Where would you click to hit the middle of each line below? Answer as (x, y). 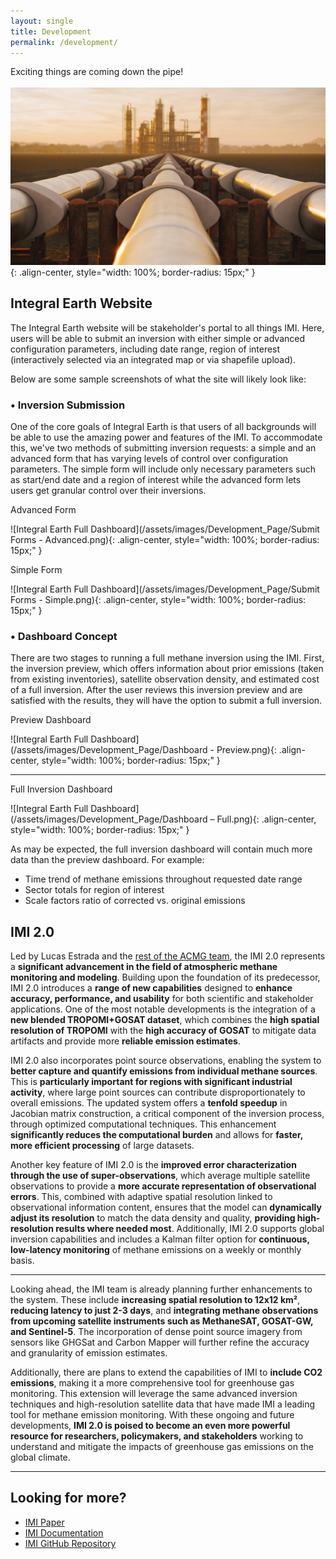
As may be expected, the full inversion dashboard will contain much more (161, 849)
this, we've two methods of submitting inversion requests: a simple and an (163, 447)
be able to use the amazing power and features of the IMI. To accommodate (166, 437)
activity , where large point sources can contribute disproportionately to (158, 1092)
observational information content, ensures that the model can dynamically (166, 1207)
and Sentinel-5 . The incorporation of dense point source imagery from (156, 1332)
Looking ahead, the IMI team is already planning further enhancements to (161, 1289)
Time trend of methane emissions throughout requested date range (163, 879)
